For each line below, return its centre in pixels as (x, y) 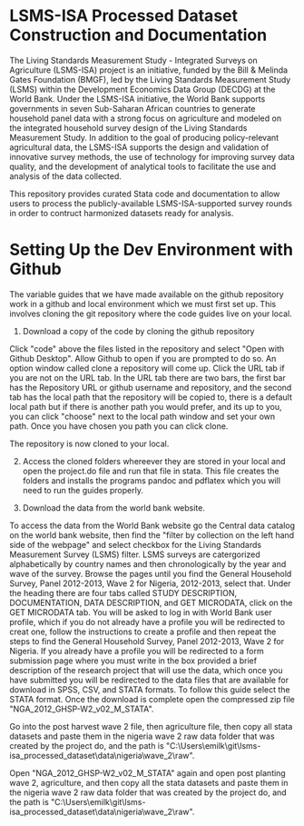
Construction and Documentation (138, 35)
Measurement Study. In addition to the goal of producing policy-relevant (144, 137)
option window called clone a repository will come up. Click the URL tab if (147, 368)
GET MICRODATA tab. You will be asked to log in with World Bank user (141, 612)
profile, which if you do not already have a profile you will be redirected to (147, 622)
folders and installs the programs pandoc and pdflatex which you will (152, 480)
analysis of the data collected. (66, 176)
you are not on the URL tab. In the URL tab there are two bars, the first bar (147, 377)
